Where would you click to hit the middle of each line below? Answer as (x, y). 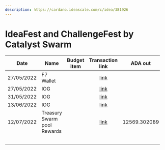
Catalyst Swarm (39, 44)
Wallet (49, 81)
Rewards (52, 131)
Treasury (52, 113)
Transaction (103, 60)
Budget (76, 60)
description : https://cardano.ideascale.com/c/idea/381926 (67, 10)
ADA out (141, 63)
